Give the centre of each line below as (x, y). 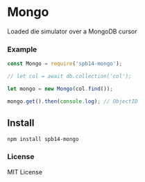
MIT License (25, 172)
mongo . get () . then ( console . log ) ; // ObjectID (72, 101)
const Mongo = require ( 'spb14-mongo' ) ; (65, 64)
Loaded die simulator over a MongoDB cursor (72, 31)
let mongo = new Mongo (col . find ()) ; (60, 89)
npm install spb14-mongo (43, 139)
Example (22, 49)
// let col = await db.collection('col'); (69, 76)
